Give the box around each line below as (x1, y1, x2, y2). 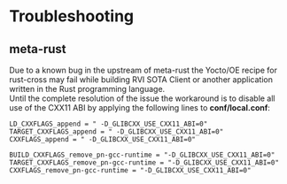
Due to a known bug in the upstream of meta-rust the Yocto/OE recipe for (9, 65, 277, 75)
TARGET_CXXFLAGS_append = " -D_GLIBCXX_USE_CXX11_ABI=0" (9, 127, 224, 136)
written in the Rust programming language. (9, 84, 166, 94)
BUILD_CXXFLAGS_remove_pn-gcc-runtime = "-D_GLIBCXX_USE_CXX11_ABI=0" (9, 150, 275, 159)
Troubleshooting (9, 6, 135, 27)
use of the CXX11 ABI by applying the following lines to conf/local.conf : (9, 103, 270, 112)
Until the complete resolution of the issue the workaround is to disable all (9, 93, 276, 103)
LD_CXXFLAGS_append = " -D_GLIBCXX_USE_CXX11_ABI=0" (9, 119, 208, 128)
